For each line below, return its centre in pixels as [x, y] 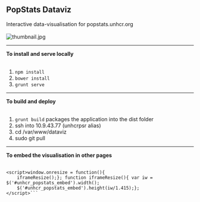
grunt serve [29, 85]
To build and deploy [31, 101]
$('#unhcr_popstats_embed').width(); [53, 183]
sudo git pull [30, 138]
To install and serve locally [40, 53]
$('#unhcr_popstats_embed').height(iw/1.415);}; [78, 188]
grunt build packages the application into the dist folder [84, 119]
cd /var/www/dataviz [40, 132]
